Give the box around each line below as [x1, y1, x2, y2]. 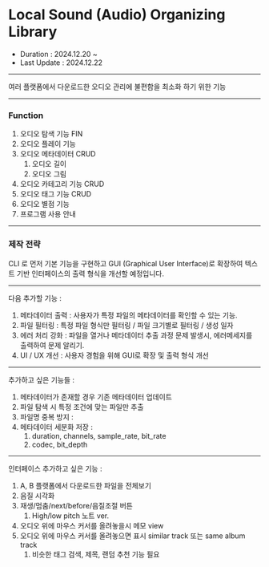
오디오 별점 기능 [19, 199, 70, 209]
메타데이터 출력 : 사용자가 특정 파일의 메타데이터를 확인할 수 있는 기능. [19, 310, 238, 320]
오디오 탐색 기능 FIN [19, 129, 83, 139]
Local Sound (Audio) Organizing [8, 6, 226, 24]
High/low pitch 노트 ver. [31, 511, 110, 520]
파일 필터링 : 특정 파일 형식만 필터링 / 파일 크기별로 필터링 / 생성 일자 [19, 320, 234, 330]
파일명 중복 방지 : [19, 411, 74, 422]
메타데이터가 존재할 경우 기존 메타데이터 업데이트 [19, 391, 172, 402]
